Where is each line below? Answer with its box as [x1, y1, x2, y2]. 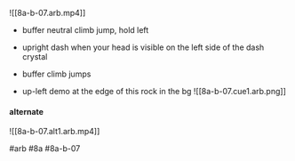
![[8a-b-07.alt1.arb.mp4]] [9, 126, 100, 137]
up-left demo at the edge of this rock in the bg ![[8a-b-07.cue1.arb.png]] [21, 86, 287, 96]
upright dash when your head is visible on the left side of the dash [21, 42, 265, 52]
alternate [9, 106, 44, 117]
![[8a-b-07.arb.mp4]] [9, 8, 86, 18]
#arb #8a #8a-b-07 [9, 143, 81, 154]
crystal [21, 52, 48, 61]
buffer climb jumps [21, 68, 92, 79]
